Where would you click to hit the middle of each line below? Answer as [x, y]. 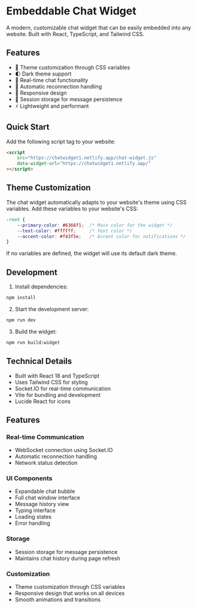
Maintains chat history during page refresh [68, 558]
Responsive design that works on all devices [69, 593]
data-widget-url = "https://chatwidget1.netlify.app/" [84, 164]
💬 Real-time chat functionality [51, 80]
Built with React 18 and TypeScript [57, 375]
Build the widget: [36, 332]
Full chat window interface [48, 498]
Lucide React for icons [43, 401]
